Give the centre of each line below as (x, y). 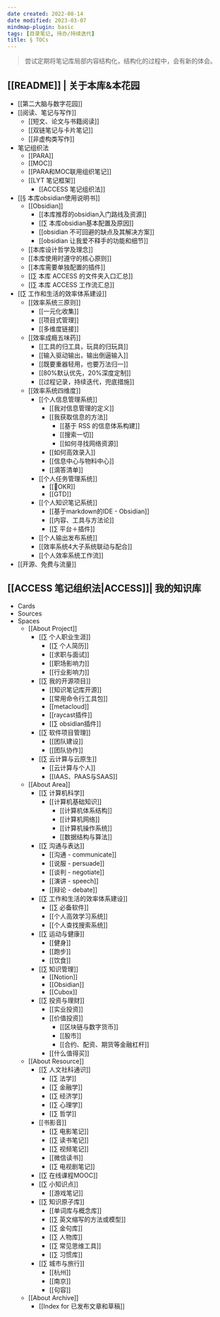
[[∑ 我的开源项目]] (65, 680)
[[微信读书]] (66, 1158)
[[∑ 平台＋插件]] (72, 529)
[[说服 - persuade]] (77, 863)
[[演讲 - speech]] (74, 881)
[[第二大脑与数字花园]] (50, 104)
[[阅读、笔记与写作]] (47, 112)
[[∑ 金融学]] (66, 1087)
